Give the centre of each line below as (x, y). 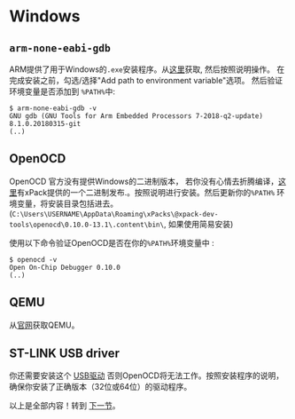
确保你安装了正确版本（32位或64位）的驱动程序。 (101, 387)
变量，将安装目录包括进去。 (67, 203)
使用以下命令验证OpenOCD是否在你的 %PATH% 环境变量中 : (112, 242)
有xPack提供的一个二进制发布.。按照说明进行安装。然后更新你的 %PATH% (146, 192)
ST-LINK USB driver (65, 354)
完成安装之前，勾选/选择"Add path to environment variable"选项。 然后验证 (146, 80)
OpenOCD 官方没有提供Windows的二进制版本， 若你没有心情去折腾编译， (144, 181)
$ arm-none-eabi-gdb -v (53, 108)
